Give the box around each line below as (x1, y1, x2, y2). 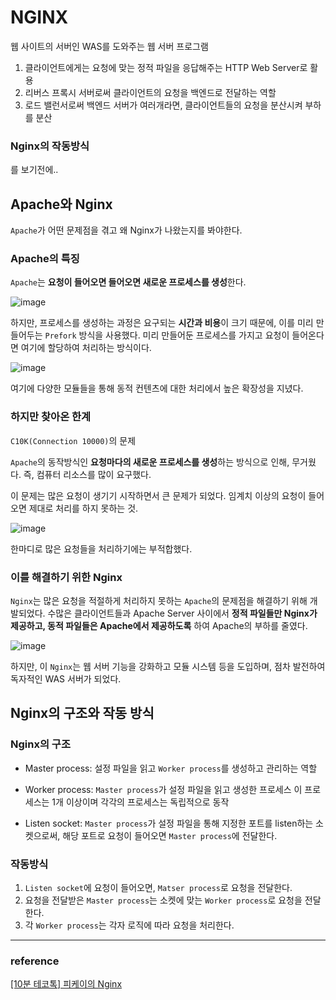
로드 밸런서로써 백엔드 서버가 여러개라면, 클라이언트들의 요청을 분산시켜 (24, 99, 303, 111)
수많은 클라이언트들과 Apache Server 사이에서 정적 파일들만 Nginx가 (47, 607, 318, 619)
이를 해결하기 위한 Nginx (10, 570, 123, 584)
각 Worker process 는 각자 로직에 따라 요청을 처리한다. (24, 919, 235, 931)
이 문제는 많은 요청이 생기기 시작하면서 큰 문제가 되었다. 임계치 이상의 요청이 (10, 489, 307, 501)
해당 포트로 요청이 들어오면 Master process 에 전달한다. (62, 829, 278, 841)
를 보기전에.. (10, 164, 59, 176)
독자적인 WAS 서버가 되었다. (10, 672, 122, 685)
